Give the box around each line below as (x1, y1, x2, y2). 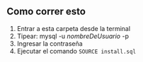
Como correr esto (6, 6, 86, 18)
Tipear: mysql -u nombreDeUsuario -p (16, 32, 129, 40)
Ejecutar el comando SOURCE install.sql (16, 46, 136, 55)
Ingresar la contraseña (16, 39, 83, 48)
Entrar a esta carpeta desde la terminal (16, 24, 131, 32)
